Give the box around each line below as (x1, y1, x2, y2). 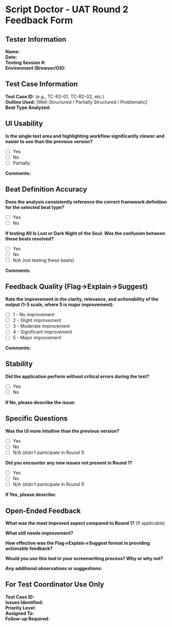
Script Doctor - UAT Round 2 (5, 4, 128, 15)
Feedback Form (5, 14, 73, 26)
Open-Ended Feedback (5, 506, 81, 515)
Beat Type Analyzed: (5, 104, 51, 110)
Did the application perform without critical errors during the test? (5, 373, 150, 379)
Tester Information (5, 35, 67, 44)
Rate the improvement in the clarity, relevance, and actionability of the (5, 296, 159, 302)
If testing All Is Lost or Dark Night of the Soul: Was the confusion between (5, 230, 166, 236)
